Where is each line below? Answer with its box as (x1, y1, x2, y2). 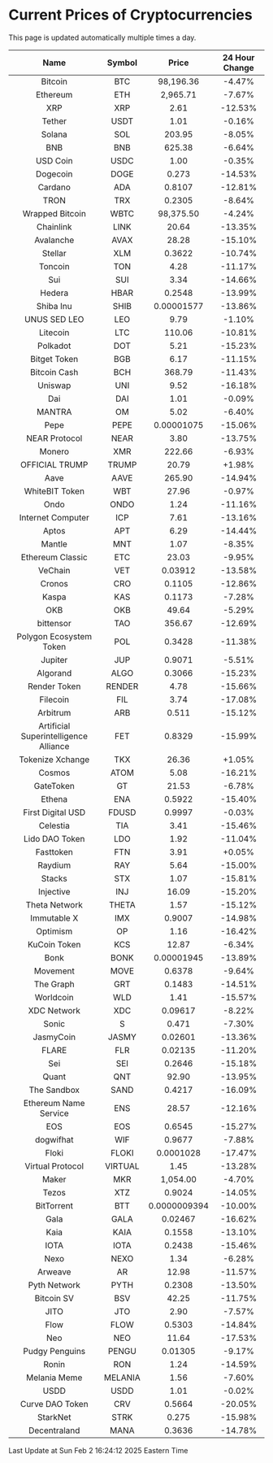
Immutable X (29, 912, 79, 924)
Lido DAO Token (23, 833, 85, 844)
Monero (39, 446, 70, 457)
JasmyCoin (32, 1031, 76, 1043)
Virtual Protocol (24, 1160, 84, 1172)
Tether (41, 115, 67, 127)
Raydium (37, 860, 71, 871)
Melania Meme (25, 1372, 83, 1383)
